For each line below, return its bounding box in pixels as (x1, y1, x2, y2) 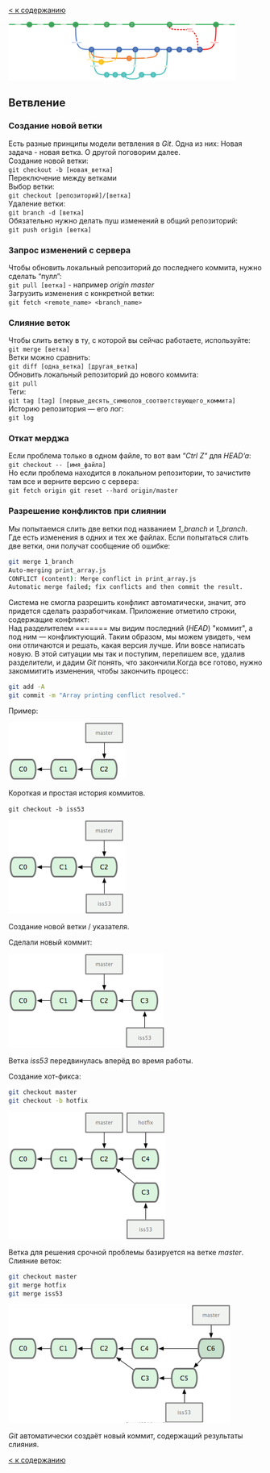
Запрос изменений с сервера (8, 244, 131, 256)
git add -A (8, 683, 45, 691)
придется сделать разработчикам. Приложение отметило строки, (8, 607, 237, 616)
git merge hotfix (8, 1281, 67, 1289)
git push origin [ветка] (8, 226, 92, 234)
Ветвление (8, 96, 66, 110)
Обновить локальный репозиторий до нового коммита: (8, 369, 199, 380)
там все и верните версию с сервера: (8, 477, 139, 486)
